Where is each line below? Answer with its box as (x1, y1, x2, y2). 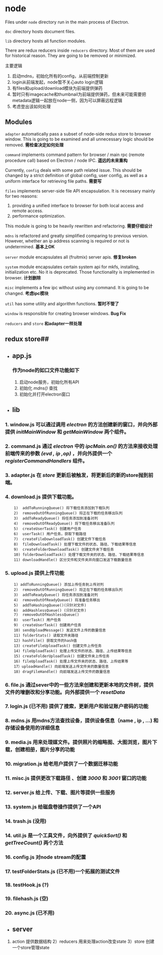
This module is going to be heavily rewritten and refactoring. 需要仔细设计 (5, 223, 153, 229)
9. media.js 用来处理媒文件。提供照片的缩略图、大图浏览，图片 (5, 739, 152, 746)
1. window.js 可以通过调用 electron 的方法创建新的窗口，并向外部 (5, 421, 158, 428)
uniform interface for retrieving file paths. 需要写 (5, 178, 102, 184)
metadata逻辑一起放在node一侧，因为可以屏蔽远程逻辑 (12, 97, 123, 103)
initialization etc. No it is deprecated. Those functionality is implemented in (5, 269, 155, 275)
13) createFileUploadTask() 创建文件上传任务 (14, 643, 102, 648)
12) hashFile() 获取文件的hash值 (14, 638, 77, 643)
